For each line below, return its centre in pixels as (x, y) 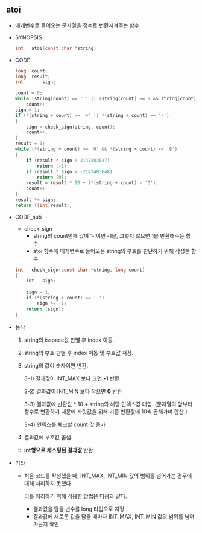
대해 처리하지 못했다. (48, 483)
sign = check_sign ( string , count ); (71, 127)
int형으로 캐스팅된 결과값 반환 (58, 450)
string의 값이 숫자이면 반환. (56, 365)
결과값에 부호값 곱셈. (48, 437)
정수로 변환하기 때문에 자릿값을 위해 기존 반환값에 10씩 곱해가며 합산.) (106, 411)
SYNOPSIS (28, 37)
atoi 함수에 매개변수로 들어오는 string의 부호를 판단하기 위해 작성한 (111, 251)
